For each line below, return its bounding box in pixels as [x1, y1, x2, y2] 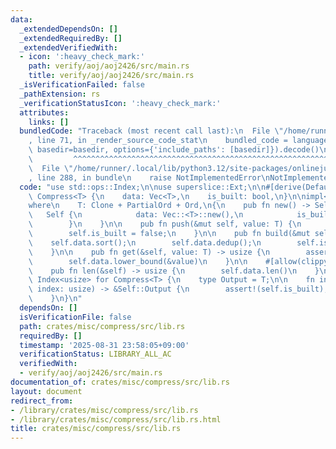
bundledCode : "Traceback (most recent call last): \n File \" [19, 126, 284, 136]
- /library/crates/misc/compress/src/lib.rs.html [10, 414, 222, 425]
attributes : [19, 107, 70, 118]
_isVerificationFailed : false [19, 80, 145, 90]
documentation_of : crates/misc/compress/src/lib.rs [10, 377, 230, 387]
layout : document [10, 386, 83, 396]
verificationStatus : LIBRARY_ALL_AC [19, 349, 172, 360]
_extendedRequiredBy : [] [19, 33, 123, 43]
